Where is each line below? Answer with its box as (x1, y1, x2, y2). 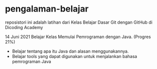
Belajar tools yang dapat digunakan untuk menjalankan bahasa (12, 53, 137, 59)
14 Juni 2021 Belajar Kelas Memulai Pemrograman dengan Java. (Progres (5, 34, 151, 40)
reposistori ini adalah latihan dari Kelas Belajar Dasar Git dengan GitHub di (5, 19, 153, 25)
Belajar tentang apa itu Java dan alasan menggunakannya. (12, 48, 129, 54)
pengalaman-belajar (5, 3, 89, 14)
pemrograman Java (12, 58, 51, 64)
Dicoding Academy (5, 24, 43, 30)
